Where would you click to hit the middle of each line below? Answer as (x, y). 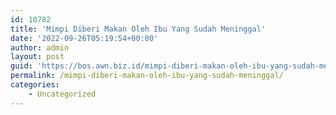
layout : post (37, 57)
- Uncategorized (62, 94)
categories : (35, 85)
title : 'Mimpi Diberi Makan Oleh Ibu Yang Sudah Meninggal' (138, 29)
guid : (21, 66)
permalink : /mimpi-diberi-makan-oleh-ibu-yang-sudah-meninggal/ (147, 76)
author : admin (40, 47)
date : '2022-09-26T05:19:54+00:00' (84, 38)
